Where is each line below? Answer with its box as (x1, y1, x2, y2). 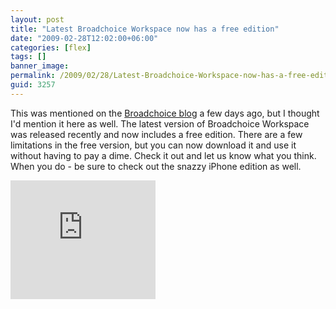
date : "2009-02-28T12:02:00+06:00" (10, 33, 159, 43)
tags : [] (10, 52, 47, 62)
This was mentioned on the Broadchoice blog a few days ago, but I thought (10, 107, 320, 119)
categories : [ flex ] (10, 42, 92, 53)
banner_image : (10, 61, 70, 71)
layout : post (10, 14, 65, 25)
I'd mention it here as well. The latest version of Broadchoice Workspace (10, 117, 310, 130)
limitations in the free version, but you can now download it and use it (10, 139, 297, 151)
